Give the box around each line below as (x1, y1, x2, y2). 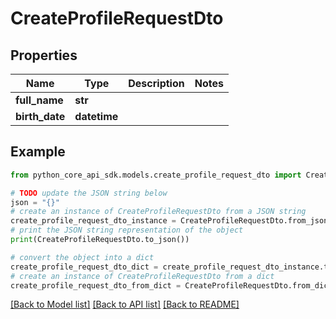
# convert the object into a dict (10, 252, 155, 262)
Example (10, 143, 66, 161)
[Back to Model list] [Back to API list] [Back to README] (10, 298, 240, 311)
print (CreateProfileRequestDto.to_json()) (10, 235, 190, 245)
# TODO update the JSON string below (10, 188, 168, 198)
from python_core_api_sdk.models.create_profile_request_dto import (10, 170, 302, 180)
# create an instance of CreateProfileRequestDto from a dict (10, 271, 275, 281)
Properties (10, 47, 78, 64)
